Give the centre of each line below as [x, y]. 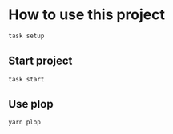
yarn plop [25, 122]
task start [26, 79]
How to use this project [87, 15]
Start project [40, 61]
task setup [26, 36]
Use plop [31, 104]
